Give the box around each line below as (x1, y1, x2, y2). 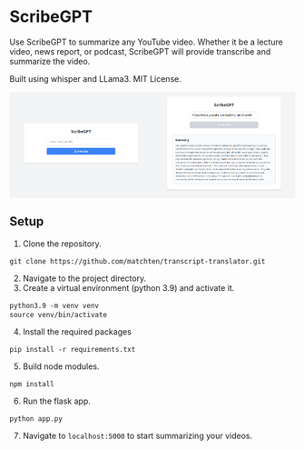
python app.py (9, 414, 64, 424)
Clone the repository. (22, 238, 102, 249)
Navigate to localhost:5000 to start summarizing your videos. (22, 430, 252, 441)
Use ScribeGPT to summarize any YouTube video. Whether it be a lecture (9, 36, 283, 47)
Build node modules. (22, 361, 100, 372)
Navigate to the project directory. (22, 273, 147, 284)
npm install (9, 379, 54, 388)
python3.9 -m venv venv (9, 301, 100, 310)
